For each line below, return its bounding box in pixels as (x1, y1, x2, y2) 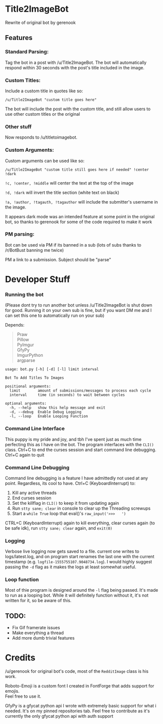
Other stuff (5, 123, 32, 130)
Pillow (17, 337, 29, 343)
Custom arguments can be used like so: (5, 158, 85, 164)
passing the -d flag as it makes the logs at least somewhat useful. (5, 564, 137, 570)
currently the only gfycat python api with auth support (5, 713, 113, 719)
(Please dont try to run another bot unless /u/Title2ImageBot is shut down (5, 302, 152, 308)
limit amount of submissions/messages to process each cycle (9, 388, 151, 393)
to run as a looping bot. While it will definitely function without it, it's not (5, 592, 149, 599)
